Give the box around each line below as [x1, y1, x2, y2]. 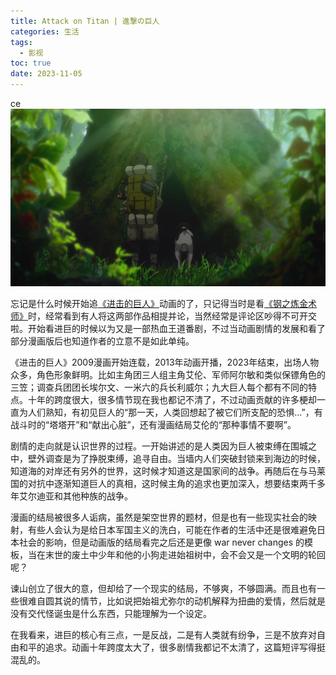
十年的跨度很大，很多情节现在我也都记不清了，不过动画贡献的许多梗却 [27, 393, 317, 405]
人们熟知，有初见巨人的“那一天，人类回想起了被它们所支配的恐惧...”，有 [27, 406, 323, 418]
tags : [10, 37, 33, 47]
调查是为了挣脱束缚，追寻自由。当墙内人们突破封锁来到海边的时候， [44, 452, 326, 464]
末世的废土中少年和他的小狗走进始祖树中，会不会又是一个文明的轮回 [44, 548, 326, 560]
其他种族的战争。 [62, 490, 133, 502]
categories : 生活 [10, 26, 80, 37]
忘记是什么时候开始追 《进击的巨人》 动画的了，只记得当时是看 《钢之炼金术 [10, 297, 317, 309]
